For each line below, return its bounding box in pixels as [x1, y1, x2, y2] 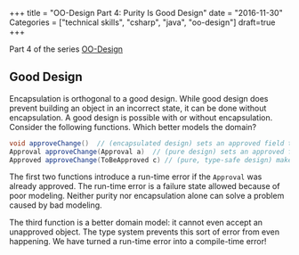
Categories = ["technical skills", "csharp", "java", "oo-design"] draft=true [9, 17, 276, 28]
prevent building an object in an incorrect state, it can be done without [9, 103, 267, 113]
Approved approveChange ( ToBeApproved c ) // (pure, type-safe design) [9, 155, 273, 164]
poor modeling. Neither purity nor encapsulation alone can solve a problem [9, 191, 285, 202]
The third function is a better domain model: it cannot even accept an [9, 218, 263, 228]
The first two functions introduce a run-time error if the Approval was [9, 171, 263, 182]
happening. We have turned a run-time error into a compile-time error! [9, 236, 267, 247]
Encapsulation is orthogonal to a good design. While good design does [9, 93, 269, 103]
